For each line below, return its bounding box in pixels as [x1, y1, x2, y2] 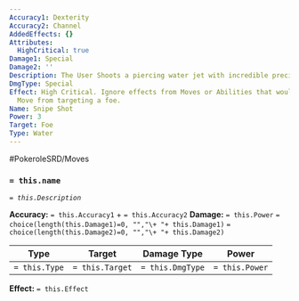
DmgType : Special [9, 79, 74, 88]
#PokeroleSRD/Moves [9, 153, 90, 164]
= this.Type [13, 263, 65, 273]
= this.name [9, 175, 61, 185]
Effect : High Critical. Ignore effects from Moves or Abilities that [9, 87, 273, 96]
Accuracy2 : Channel [9, 21, 82, 30]
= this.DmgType [141, 263, 206, 273]
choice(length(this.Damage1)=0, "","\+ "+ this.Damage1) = [9, 220, 231, 230]
